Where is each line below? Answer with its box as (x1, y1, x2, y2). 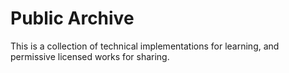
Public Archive (10, 7, 135, 30)
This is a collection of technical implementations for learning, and (10, 40, 280, 52)
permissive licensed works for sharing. (10, 50, 170, 62)
